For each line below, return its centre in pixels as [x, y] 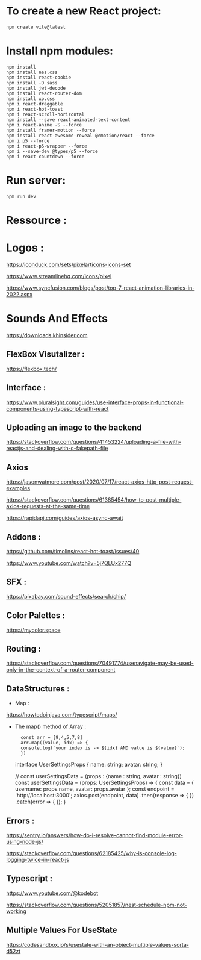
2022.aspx [20, 294]
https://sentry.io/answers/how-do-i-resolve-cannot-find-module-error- [95, 835]
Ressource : [37, 220]
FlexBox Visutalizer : [46, 354]
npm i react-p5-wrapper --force [47, 146]
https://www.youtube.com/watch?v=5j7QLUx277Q [69, 563]
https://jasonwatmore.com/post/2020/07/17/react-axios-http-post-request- [100, 482]
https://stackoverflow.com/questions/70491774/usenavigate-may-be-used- [100, 663]
